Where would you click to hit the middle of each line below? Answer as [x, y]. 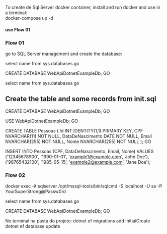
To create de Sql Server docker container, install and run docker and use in [83, 7]
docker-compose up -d [29, 18]
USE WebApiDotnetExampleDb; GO [42, 121]
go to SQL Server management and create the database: [64, 54]
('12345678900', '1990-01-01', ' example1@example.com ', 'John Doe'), [77, 157]
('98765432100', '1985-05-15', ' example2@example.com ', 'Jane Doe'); [78, 162]
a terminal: [16, 13]
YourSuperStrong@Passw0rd [36, 191]
